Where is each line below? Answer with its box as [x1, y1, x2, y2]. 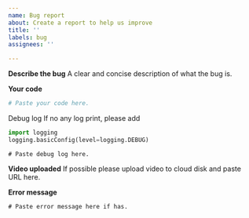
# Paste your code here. [8, 100, 90, 107]
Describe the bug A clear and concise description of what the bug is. [8, 69, 233, 78]
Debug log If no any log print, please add [8, 114, 141, 122]
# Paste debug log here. [8, 150, 90, 158]
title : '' [8, 26, 41, 34]
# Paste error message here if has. [8, 202, 128, 210]
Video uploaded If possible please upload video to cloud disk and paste [8, 164, 242, 173]
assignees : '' [8, 41, 55, 49]
